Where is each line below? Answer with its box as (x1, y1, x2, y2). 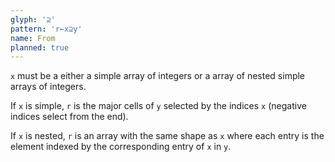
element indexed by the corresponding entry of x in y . (10, 141, 232, 153)
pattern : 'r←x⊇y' (10, 24, 83, 34)
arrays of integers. (10, 81, 87, 93)
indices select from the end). (10, 111, 129, 123)
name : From (10, 33, 56, 43)
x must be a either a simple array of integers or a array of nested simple (10, 70, 306, 82)
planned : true (10, 42, 70, 53)
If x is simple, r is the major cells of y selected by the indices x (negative (10, 100, 307, 112)
